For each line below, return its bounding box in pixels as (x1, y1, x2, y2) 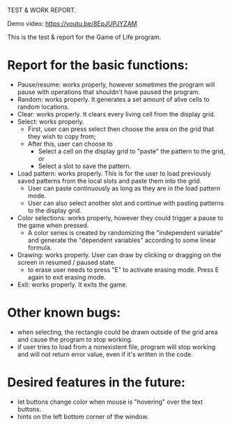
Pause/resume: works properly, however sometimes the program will (17, 80, 215, 89)
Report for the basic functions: (7, 57, 189, 73)
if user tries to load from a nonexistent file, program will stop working (17, 342, 216, 351)
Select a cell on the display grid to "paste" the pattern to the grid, (38, 146, 225, 155)
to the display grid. (27, 206, 82, 215)
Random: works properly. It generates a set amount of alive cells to (17, 95, 210, 103)
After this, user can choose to (27, 139, 114, 148)
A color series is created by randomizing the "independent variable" (27, 228, 223, 236)
